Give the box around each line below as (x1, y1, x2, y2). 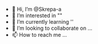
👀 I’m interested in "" (11, 12, 62, 19)
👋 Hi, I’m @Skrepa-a (11, 6, 62, 12)
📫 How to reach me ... (11, 32, 67, 38)
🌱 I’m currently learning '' (11, 18, 74, 25)
